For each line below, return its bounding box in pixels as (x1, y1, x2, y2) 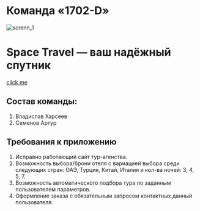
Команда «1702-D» (6, 4, 109, 18)
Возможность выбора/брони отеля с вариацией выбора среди (15, 160, 180, 167)
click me (6, 78, 28, 86)
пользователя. (15, 198, 53, 205)
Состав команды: (6, 96, 78, 107)
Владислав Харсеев (15, 113, 67, 120)
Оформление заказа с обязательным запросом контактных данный (15, 192, 193, 199)
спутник (6, 59, 51, 72)
